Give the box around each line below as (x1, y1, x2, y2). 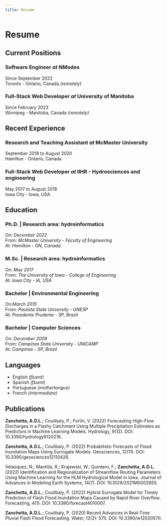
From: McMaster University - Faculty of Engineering (5, 237, 112, 243)
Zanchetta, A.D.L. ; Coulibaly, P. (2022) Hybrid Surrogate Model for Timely (5, 489, 159, 495)
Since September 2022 (5, 75, 53, 81)
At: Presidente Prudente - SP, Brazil (5, 312, 78, 318)
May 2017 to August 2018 (5, 186, 57, 192)
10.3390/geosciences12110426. (5, 454, 70, 460)
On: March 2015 (5, 301, 37, 307)
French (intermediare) (12, 390, 58, 396)
